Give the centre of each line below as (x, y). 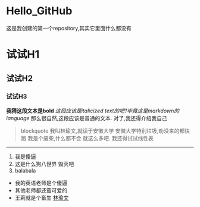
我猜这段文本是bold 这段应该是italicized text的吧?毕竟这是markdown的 (93, 111)
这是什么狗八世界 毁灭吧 (44, 164)
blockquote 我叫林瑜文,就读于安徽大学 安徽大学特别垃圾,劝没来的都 (103, 131)
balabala (25, 170)
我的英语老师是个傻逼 (41, 183)
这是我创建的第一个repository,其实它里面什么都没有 (69, 28)
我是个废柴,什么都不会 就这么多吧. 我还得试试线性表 (90, 138)
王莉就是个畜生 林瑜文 (42, 197)
